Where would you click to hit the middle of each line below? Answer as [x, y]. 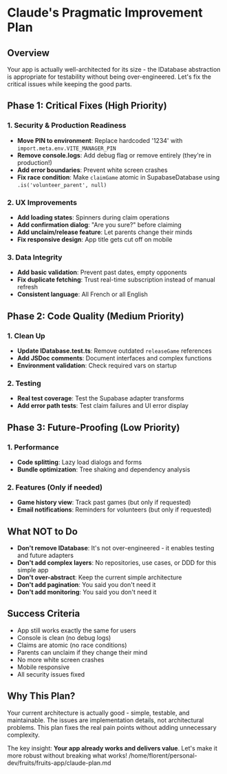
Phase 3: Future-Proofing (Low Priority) [94, 427]
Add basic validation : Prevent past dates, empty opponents [102, 272]
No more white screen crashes [61, 659]
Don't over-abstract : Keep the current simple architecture [99, 577]
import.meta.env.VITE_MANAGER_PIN [66, 148]
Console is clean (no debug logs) [64, 637]
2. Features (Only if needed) [55, 487]
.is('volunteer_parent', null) [62, 185]
